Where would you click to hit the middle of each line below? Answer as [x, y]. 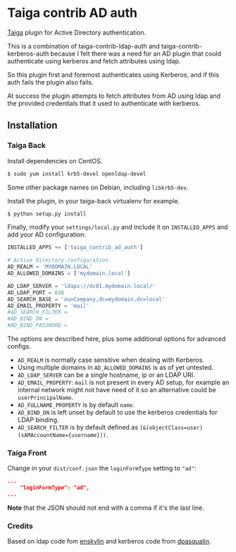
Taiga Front [27, 453]
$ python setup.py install [47, 214]
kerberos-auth [28, 54]
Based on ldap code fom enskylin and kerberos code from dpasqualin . [109, 541]
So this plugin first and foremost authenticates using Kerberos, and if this [113, 75]
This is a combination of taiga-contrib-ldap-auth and [83, 46]
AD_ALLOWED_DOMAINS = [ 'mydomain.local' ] [69, 273]
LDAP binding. [38, 420]
